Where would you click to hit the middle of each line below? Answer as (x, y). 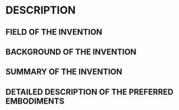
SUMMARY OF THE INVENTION (64, 72)
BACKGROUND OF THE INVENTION (71, 51)
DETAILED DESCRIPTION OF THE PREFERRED (89, 92)
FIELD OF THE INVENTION (54, 32)
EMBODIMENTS (35, 101)
